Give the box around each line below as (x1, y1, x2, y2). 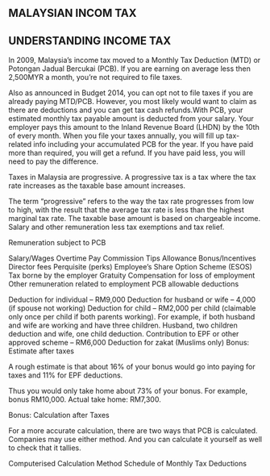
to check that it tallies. (8, 443, 82, 453)
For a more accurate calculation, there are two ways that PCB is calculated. (8, 426, 258, 436)
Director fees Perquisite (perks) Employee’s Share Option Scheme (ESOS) (8, 262, 252, 272)
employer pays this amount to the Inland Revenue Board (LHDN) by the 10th (8, 123, 260, 132)
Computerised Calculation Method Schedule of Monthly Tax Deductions (8, 459, 247, 469)
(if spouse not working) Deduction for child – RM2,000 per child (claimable (8, 303, 256, 313)
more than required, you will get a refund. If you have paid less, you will (8, 148, 246, 158)
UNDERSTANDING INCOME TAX (8, 34, 172, 48)
